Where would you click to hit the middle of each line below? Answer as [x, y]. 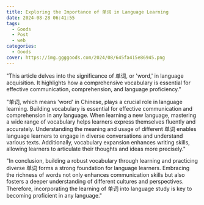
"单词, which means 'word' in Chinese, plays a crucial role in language [95, 102]
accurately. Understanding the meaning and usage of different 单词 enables [101, 129]
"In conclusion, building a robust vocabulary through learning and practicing [102, 160]
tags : [13, 23]
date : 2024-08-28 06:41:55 [41, 18]
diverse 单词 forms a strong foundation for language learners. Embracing [98, 168]
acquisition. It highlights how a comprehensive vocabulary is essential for [99, 83]
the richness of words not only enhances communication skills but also [96, 174]
